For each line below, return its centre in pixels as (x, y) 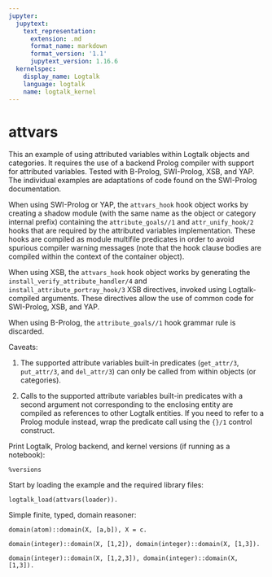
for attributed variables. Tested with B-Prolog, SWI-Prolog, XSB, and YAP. (132, 172)
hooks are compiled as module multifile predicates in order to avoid (121, 239)
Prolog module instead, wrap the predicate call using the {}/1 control (136, 422)
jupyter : (23, 16)
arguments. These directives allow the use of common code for (147, 299)
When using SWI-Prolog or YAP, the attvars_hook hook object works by (128, 205)
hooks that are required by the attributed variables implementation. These (132, 231)
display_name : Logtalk (61, 76)
